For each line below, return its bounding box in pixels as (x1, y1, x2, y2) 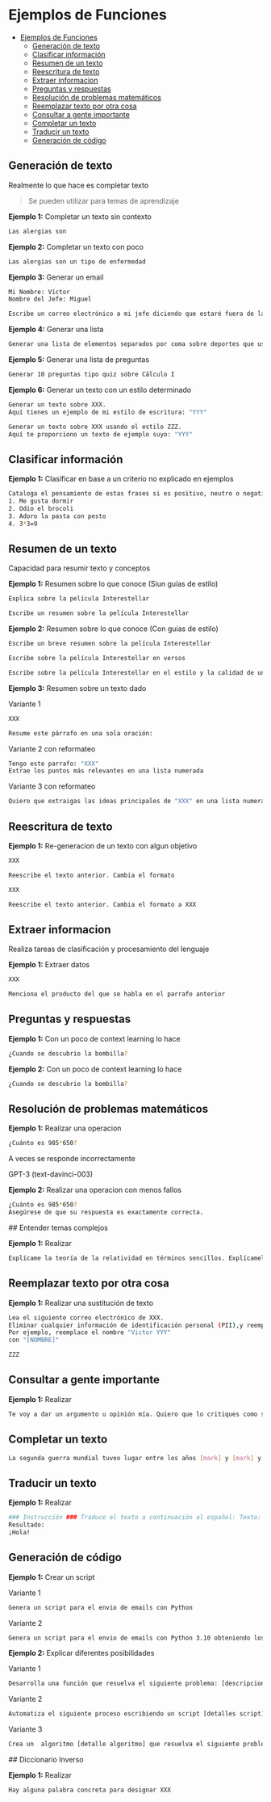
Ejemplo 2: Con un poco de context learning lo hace (8, 1064, 182, 1074)
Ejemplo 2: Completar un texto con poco (8, 242, 144, 251)
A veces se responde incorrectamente (8, 1154, 135, 1164)
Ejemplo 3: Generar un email (8, 272, 104, 282)
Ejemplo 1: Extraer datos (8, 960, 90, 970)
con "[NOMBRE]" (8, 1336, 60, 1345)
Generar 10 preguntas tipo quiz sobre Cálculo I (8, 370, 175, 378)
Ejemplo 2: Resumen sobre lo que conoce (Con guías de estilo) (8, 624, 219, 634)
